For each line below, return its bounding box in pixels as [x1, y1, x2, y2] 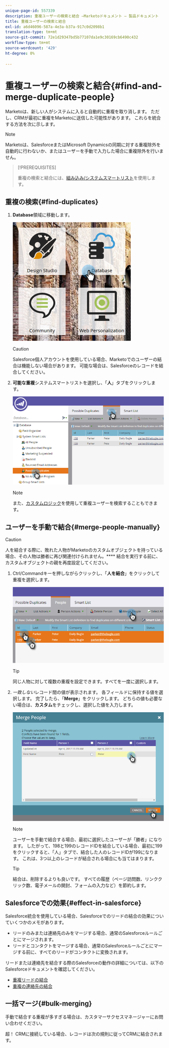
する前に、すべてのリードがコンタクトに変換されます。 [17, 949, 131, 955]
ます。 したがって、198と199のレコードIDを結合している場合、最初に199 [12, 843, 162, 849]
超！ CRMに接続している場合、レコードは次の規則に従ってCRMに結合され [5, 1031, 158, 1037]
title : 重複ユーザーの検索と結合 [5, 19, 66, 24]
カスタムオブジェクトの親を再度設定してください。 [5, 559, 111, 566]
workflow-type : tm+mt [5, 40, 51, 46]
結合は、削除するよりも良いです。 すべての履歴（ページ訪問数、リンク [12, 876, 158, 882]
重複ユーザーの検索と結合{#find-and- [5, 80, 162, 92]
